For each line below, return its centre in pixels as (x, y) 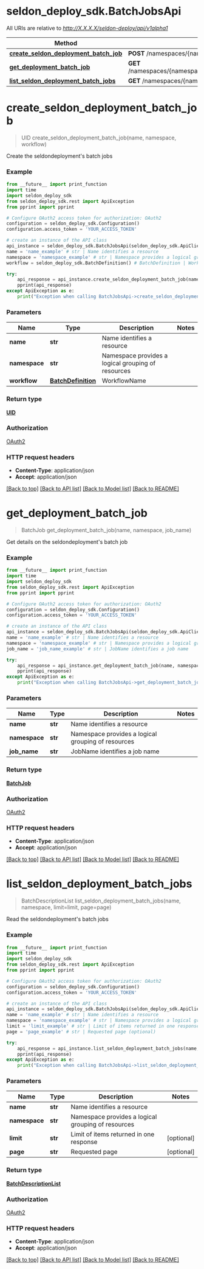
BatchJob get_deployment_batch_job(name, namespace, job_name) (106, 530)
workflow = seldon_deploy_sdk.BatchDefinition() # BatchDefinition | (96, 263)
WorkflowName (124, 381)
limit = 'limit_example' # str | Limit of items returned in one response (103, 1026)
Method (66, 43)
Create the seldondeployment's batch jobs (59, 156)
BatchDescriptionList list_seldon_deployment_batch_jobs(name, (101, 901)
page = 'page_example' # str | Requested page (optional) (81, 1032)
